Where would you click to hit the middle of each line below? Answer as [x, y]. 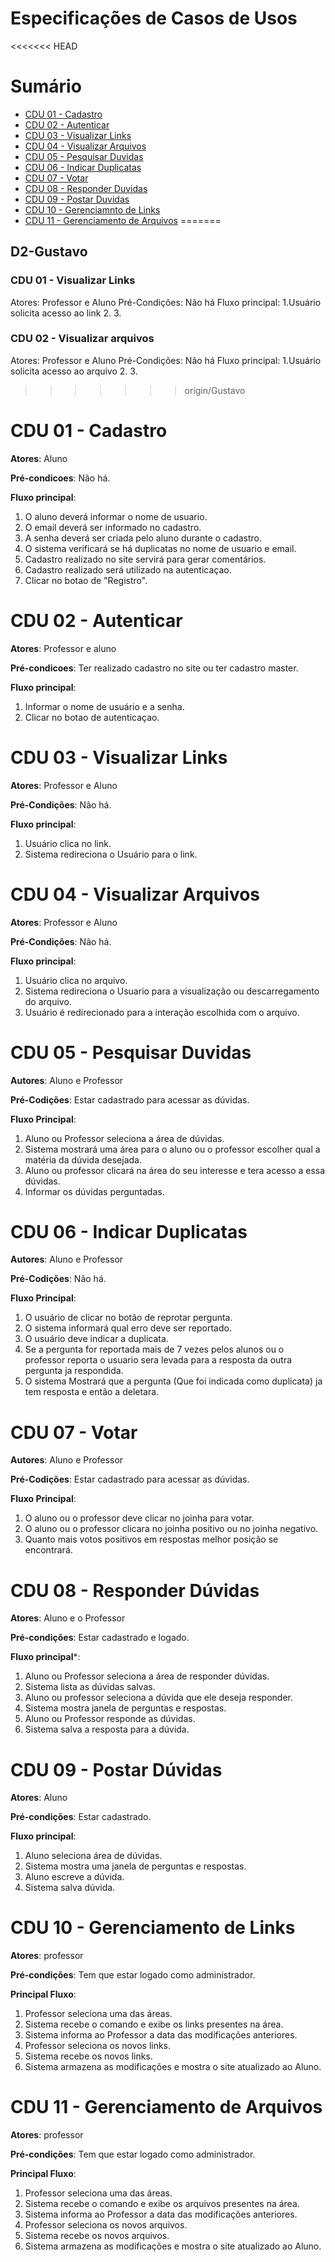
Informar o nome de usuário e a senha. [104, 706]
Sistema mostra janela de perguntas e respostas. [125, 1708]
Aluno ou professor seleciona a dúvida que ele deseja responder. [158, 1698]
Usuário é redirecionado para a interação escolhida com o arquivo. [162, 1012]
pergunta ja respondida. [74, 1371]
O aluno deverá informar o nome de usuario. [116, 516]
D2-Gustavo [49, 252]
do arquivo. [48, 1001]
